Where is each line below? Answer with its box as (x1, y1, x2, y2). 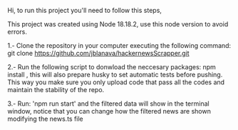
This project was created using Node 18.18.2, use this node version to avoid (7, 20, 229, 28)
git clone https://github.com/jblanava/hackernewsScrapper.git (7, 49, 190, 57)
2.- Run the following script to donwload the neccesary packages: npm (7, 63, 216, 71)
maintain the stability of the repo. (7, 86, 105, 94)
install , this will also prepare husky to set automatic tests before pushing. (7, 71, 223, 79)
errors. (7, 28, 27, 36)
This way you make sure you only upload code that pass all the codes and (7, 78, 225, 86)
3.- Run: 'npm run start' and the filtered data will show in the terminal (7, 99, 209, 108)
